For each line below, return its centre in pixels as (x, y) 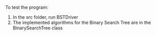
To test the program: (27, 7)
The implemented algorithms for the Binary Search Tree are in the (82, 23)
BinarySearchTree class (38, 28)
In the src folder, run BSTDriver (45, 17)
